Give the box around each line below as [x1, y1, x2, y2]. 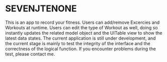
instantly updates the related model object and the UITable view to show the [5, 30, 162, 36]
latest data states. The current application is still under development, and [5, 35, 156, 41]
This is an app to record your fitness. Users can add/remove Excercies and [5, 19, 160, 25]
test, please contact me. [5, 51, 55, 57]
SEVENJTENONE [5, 3, 77, 14]
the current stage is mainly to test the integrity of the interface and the [5, 40, 150, 46]
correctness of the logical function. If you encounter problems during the [5, 46, 156, 52]
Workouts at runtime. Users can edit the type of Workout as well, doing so [5, 24, 158, 30]
